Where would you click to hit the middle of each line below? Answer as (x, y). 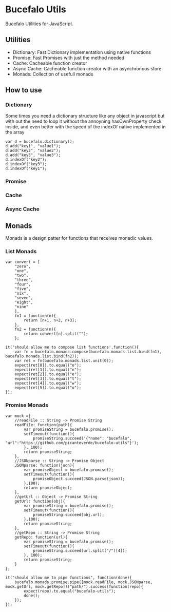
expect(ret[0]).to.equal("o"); (48, 366)
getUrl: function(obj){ (40, 501)
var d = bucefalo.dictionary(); (40, 142)
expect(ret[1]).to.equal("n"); (48, 370)
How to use (24, 90)
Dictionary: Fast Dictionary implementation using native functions (82, 52)
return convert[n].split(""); (56, 334)
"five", (23, 289)
